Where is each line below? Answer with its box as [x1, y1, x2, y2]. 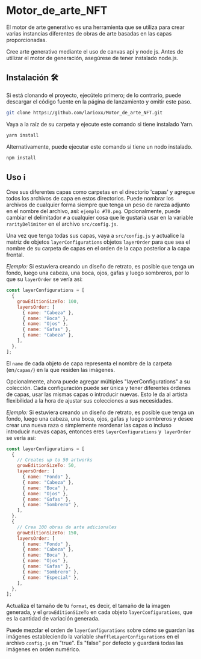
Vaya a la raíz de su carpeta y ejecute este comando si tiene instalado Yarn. [6, 120, 194, 128]
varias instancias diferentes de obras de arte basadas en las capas [6, 29, 172, 37]
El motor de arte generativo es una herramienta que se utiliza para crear [6, 23, 185, 31]
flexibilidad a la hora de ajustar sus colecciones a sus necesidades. [6, 397, 173, 404]
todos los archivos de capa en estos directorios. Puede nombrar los [6, 195, 175, 202]
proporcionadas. [6, 36, 47, 43]
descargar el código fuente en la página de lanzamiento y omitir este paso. [6, 97, 192, 105]
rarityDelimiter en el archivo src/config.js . [6, 220, 119, 227]
